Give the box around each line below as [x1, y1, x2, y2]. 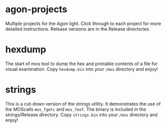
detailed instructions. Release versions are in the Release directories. [5, 25, 151, 32]
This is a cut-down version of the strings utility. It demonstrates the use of [5, 100, 161, 107]
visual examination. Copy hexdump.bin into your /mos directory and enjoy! [5, 66, 158, 72]
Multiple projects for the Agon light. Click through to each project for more [5, 20, 161, 27]
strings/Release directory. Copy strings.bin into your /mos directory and [5, 111, 158, 118]
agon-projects [5, 4, 67, 15]
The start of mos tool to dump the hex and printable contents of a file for [5, 60, 158, 67]
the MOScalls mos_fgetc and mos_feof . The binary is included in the [5, 106, 147, 112]
